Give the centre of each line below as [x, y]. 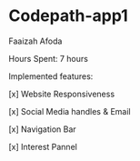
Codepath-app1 [68, 16]
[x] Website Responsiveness [62, 94]
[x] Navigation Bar [42, 129]
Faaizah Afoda [35, 41]
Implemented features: [51, 76]
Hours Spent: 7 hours [48, 58]
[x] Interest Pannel [43, 146]
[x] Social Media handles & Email [70, 111]
